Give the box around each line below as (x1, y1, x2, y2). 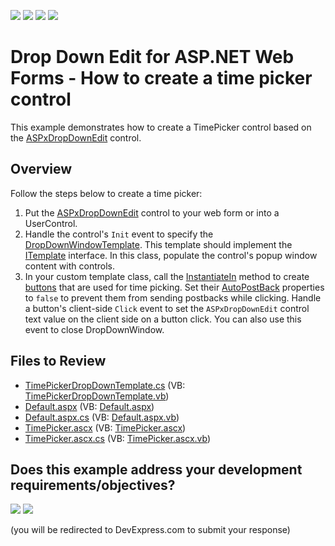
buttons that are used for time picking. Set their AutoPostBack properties (24, 281, 325, 293)
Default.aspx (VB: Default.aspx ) (24, 400, 155, 412)
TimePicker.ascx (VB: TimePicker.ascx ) (24, 421, 187, 434)
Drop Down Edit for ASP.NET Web (10, 46, 295, 69)
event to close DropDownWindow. (24, 323, 165, 335)
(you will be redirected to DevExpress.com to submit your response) (10, 524, 291, 536)
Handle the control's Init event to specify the (24, 228, 214, 240)
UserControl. (24, 217, 78, 229)
